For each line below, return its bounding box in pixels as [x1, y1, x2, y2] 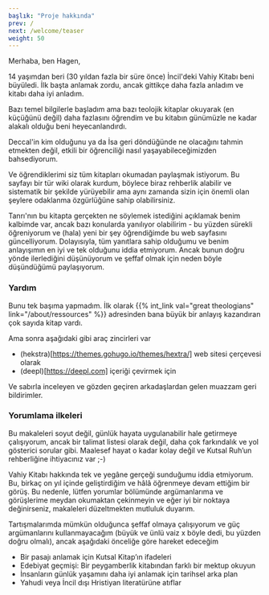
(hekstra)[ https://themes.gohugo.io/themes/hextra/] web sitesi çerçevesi [19, 349, 262, 359]
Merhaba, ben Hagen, [8, 56, 81, 66]
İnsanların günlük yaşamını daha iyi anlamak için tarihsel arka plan [19, 568, 238, 579]
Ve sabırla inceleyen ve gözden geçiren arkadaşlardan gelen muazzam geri [8, 381, 257, 391]
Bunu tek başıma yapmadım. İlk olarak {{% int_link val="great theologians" [8, 301, 255, 310]
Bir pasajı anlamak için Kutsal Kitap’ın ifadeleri [19, 552, 172, 561]
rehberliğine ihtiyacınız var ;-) [8, 453, 106, 463]
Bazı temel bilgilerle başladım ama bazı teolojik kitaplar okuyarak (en [8, 105, 234, 114]
